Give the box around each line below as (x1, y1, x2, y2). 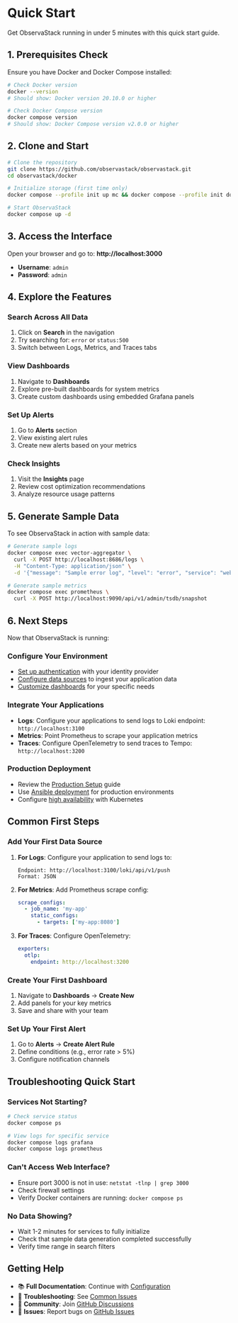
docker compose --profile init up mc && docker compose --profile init (7, 191, 223, 199)
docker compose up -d (7, 211, 72, 218)
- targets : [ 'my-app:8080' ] (36, 919, 120, 926)
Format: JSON (17, 873, 57, 880)
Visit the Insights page (17, 475, 85, 483)
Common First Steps (7, 816, 100, 828)
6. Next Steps (7, 615, 69, 627)
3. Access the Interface (7, 230, 113, 242)
